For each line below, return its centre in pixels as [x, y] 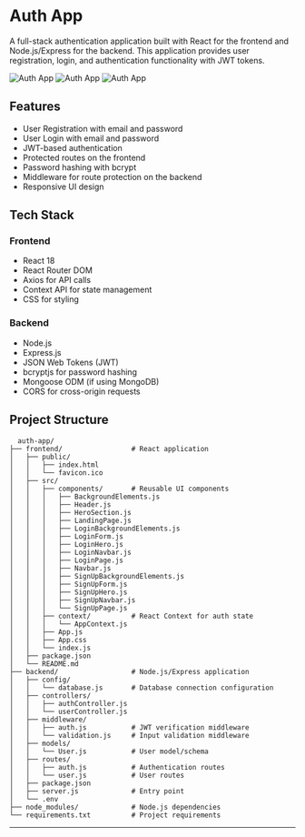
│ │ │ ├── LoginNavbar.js [70, 552]
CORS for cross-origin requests [81, 391]
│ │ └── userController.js [69, 711]
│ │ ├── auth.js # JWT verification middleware [129, 727]
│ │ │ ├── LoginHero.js [67, 544]
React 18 [39, 261]
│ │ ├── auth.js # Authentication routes [117, 767]
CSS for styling [51, 299]
